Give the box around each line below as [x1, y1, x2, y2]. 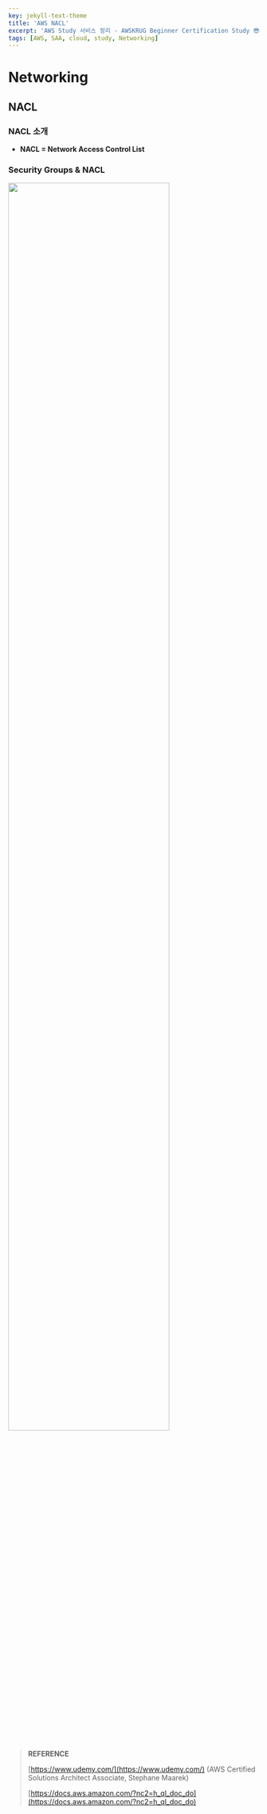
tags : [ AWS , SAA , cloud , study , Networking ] [8, 34, 159, 42]
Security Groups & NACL [8, 165, 105, 176]
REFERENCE [27, 1749, 69, 1759]
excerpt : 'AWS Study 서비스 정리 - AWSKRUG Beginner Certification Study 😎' [8, 26, 263, 34]
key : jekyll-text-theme [8, 11, 88, 20]
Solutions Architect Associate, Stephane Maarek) [27, 1773, 189, 1783]
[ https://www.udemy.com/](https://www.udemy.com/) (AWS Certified [27, 1764, 256, 1774]
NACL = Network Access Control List [19, 145, 145, 154]
